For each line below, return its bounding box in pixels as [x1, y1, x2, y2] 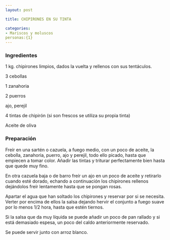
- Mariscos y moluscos [5, 30, 53, 36]
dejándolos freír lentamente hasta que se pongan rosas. [5, 183, 122, 189]
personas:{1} [5, 35, 33, 41]
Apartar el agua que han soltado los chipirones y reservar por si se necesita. [5, 193, 165, 199]
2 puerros [5, 93, 26, 99]
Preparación [5, 135, 37, 142]
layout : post [5, 7, 33, 13]
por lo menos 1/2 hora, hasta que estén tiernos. [5, 204, 104, 210]
